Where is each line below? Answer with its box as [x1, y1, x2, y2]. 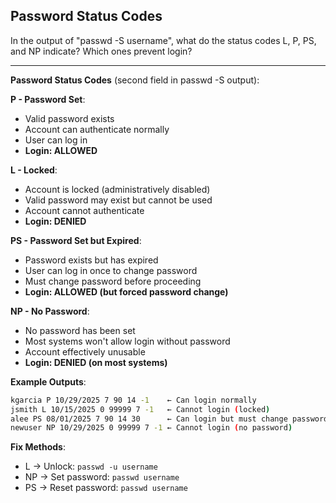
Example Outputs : [10, 375, 87, 388]
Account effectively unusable [24, 345, 146, 358]
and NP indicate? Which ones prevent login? [10, 45, 193, 57]
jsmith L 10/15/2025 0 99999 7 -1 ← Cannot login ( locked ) [10, 404, 271, 414]
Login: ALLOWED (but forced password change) [24, 285, 229, 298]
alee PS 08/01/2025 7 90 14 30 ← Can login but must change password [10, 414, 329, 424]
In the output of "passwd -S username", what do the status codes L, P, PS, [10, 34, 317, 46]
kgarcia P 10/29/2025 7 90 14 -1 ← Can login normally [10, 395, 257, 405]
